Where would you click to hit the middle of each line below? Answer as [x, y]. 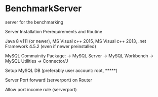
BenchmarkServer [43, 9]
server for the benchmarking [34, 22]
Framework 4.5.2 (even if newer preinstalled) [51, 46]
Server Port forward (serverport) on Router [49, 80]
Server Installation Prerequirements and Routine [54, 31]
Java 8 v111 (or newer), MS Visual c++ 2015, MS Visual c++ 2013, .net [76, 41]
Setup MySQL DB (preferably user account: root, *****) [61, 70]
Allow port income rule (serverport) [41, 89]
